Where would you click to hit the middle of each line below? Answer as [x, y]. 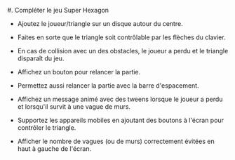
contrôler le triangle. [47, 128]
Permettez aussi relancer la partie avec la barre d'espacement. [108, 86]
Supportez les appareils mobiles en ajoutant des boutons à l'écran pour [121, 120]
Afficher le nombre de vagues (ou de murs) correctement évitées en [116, 141]
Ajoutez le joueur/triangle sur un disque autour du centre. [100, 24]
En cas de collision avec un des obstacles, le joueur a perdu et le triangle [123, 51]
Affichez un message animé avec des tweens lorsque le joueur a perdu [120, 99]
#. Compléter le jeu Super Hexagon [58, 10]
